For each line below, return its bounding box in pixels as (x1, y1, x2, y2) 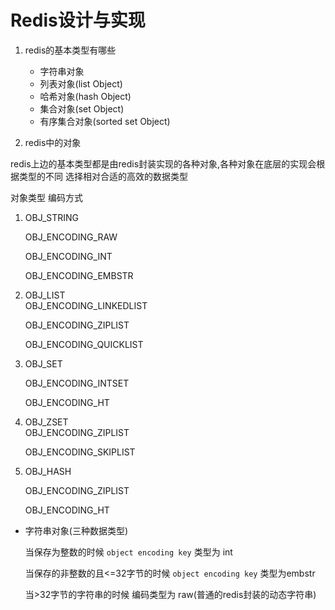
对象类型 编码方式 (10, 191, 83, 203)
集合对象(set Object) (39, 102, 125, 115)
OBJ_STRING (24, 211, 80, 223)
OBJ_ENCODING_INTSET (24, 377, 130, 389)
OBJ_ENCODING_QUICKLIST (24, 338, 144, 350)
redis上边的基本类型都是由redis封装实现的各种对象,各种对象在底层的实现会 (10, 157, 317, 170)
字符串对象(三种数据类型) (24, 524, 129, 536)
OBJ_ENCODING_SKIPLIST (24, 446, 136, 458)
